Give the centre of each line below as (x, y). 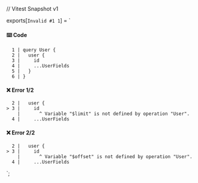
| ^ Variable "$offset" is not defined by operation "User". (105, 157)
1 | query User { (34, 50)
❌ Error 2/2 (21, 133)
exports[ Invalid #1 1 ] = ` (38, 20)
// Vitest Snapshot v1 (32, 9)
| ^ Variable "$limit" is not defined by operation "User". (104, 114)
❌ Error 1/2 (20, 90)
